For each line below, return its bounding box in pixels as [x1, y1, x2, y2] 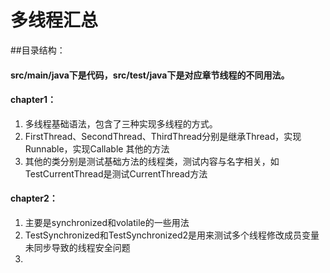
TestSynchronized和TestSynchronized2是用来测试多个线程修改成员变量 [24, 229, 320, 241]
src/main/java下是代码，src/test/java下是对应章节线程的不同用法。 [10, 69, 290, 81]
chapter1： [10, 94, 57, 106]
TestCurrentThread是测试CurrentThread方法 [24, 167, 208, 180]
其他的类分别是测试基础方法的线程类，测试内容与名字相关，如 [24, 155, 280, 167]
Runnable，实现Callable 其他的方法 [24, 142, 170, 155]
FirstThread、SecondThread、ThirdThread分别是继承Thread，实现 [24, 130, 302, 142]
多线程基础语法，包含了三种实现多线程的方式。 [24, 117, 218, 130]
